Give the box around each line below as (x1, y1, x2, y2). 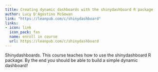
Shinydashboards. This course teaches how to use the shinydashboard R (5, 52, 151, 58)
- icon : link (5, 25, 32, 30)
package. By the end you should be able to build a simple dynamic (5, 57, 138, 63)
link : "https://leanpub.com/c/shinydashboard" (5, 16, 101, 21)
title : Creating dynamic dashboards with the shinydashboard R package (5, 7, 153, 12)
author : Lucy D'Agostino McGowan (5, 12, 73, 17)
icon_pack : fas (9, 30, 40, 35)
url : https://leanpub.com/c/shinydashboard (9, 39, 99, 44)
